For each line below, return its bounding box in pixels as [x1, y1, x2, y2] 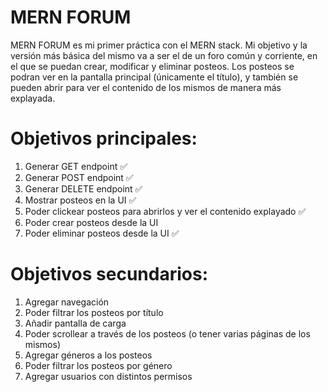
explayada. [10, 92, 56, 104]
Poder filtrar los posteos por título [24, 306, 164, 318]
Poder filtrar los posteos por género [24, 359, 173, 371]
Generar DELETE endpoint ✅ [24, 182, 143, 195]
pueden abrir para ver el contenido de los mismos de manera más [10, 81, 282, 93]
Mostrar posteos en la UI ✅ [24, 194, 137, 206]
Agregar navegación [24, 296, 110, 308]
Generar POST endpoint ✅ [24, 171, 134, 183]
